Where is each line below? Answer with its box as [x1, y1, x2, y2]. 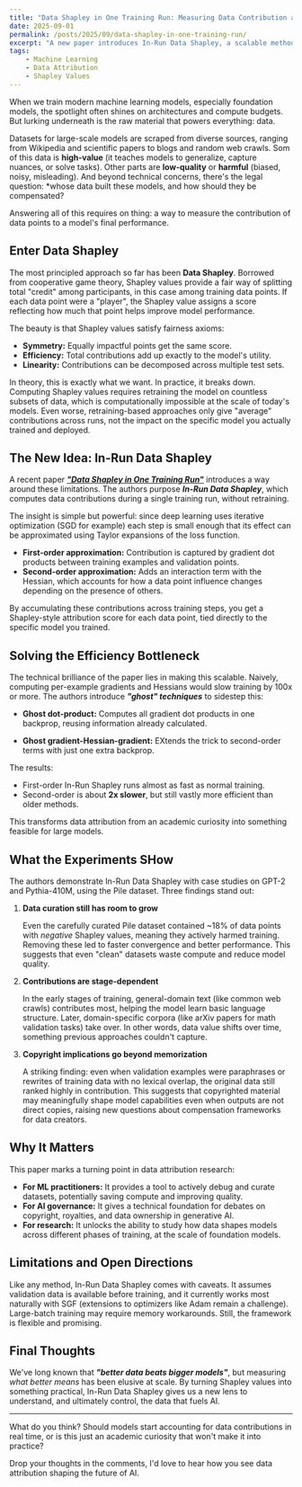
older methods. [22, 799, 79, 810]
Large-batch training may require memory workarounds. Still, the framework [9, 1307, 292, 1318]
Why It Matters [9, 1140, 94, 1155]
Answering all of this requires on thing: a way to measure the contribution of [9, 208, 291, 218]
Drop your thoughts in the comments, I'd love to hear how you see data [9, 1458, 272, 1469]
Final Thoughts [9, 1343, 96, 1358]
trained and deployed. [9, 424, 91, 435]
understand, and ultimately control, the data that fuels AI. [9, 1395, 220, 1407]
